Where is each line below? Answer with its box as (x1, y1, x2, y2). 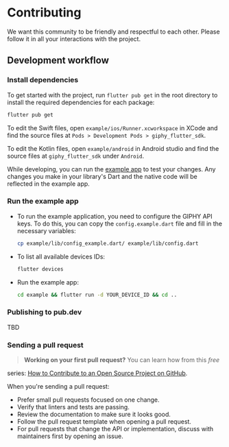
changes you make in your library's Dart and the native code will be (7, 172, 197, 180)
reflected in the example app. (7, 180, 91, 188)
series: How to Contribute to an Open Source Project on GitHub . (7, 369, 188, 378)
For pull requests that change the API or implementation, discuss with (16, 425, 214, 433)
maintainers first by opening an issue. (16, 432, 123, 440)
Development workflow (7, 55, 110, 67)
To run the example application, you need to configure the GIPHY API (16, 212, 213, 220)
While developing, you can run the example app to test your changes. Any (7, 165, 216, 173)
